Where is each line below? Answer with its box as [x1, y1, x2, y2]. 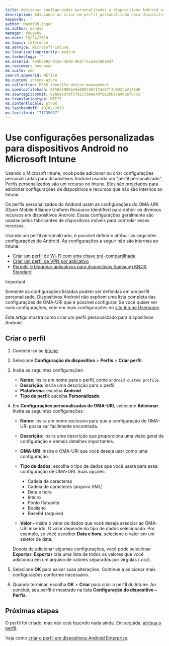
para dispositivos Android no [5, 143, 129, 154]
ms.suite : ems [5, 68, 35, 74]
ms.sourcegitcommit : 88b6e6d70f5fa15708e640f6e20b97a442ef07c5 [5, 92, 141, 97]
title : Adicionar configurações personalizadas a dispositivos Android [5, 7, 158, 13]
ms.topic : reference [5, 40, 49, 45]
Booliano [27, 505, 46, 511]
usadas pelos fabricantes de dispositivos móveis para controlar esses [5, 217, 150, 223]
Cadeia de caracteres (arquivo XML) [27, 483, 103, 489]
